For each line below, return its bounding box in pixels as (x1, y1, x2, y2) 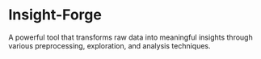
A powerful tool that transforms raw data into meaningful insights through (8, 32, 253, 42)
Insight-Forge (8, 6, 103, 24)
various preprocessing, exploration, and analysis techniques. (8, 40, 212, 50)
